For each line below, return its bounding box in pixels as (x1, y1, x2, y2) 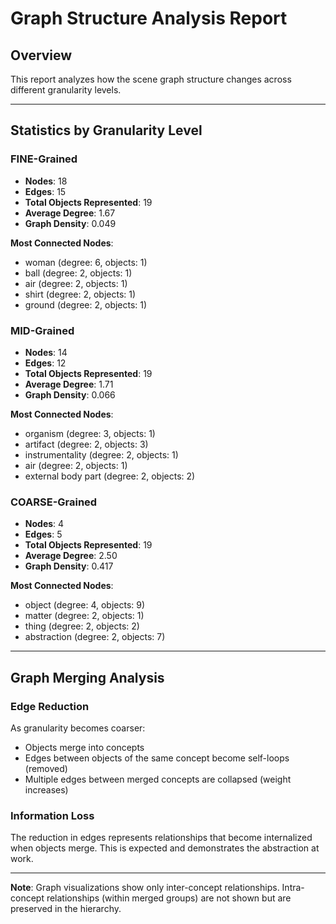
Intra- (281, 882, 305, 894)
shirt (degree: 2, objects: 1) (24, 288, 137, 300)
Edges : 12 (24, 357, 67, 369)
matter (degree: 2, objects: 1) (24, 610, 145, 622)
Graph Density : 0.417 (24, 560, 114, 572)
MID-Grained (10, 323, 75, 337)
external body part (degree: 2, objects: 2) (24, 470, 196, 482)
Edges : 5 (24, 528, 63, 541)
